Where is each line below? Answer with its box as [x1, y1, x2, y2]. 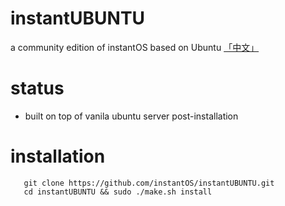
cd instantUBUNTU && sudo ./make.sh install [23, 187, 213, 197]
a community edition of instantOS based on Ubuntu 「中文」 [10, 41, 260, 53]
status [10, 77, 65, 100]
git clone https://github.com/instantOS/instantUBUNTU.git [23, 178, 275, 188]
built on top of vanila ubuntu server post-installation [24, 110, 239, 122]
